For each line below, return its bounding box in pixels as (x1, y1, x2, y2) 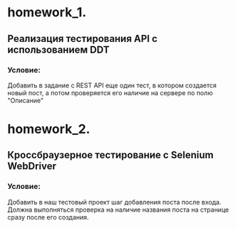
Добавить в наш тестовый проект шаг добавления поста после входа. (7, 197, 222, 206)
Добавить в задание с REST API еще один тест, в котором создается (7, 81, 217, 89)
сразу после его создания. (7, 212, 89, 221)
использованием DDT (7, 43, 110, 55)
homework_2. (7, 121, 91, 137)
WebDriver (7, 161, 57, 173)
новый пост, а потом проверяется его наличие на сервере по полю (7, 88, 213, 97)
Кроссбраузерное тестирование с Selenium (7, 149, 214, 161)
